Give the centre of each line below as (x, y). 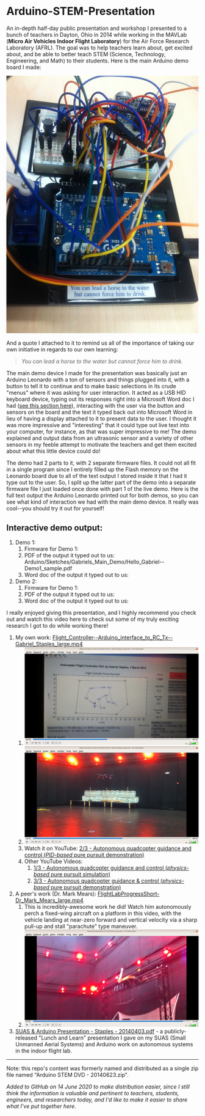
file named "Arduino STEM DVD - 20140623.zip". (68, 1075)
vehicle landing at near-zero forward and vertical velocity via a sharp (111, 920)
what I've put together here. (41, 1106)
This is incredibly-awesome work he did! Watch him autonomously (108, 906)
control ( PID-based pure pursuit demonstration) (84, 854)
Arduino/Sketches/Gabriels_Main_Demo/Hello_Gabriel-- (94, 562)
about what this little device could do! (53, 451)
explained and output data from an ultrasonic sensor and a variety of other (100, 438)
